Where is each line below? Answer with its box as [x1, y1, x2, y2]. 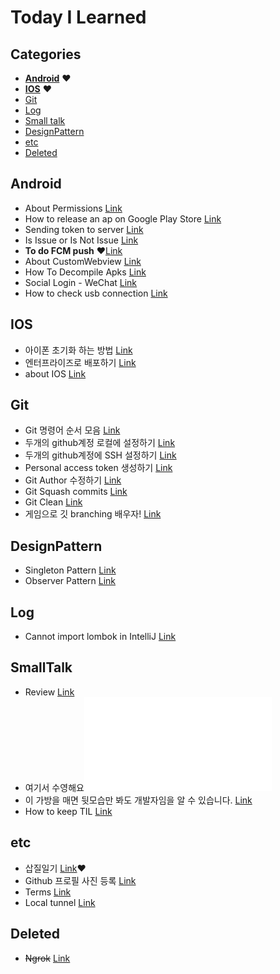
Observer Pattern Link [24, 575, 117, 587]
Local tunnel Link [24, 896, 96, 908]
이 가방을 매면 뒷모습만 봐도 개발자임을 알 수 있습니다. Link [24, 794, 253, 806]
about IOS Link [24, 367, 87, 380]
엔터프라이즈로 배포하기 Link [24, 356, 137, 368]
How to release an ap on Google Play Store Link [24, 212, 222, 225]
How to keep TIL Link [24, 805, 113, 817]
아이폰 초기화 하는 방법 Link [24, 344, 133, 356]
